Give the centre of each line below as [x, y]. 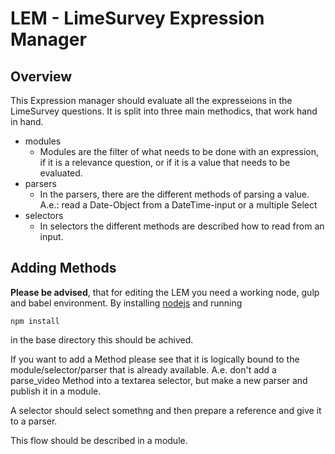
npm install [35, 321]
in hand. [27, 121]
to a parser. [34, 421]
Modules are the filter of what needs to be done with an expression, [179, 151]
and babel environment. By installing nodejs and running [126, 303]
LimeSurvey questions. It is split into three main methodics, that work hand [164, 111]
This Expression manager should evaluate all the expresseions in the [151, 100]
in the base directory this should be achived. [102, 339]
